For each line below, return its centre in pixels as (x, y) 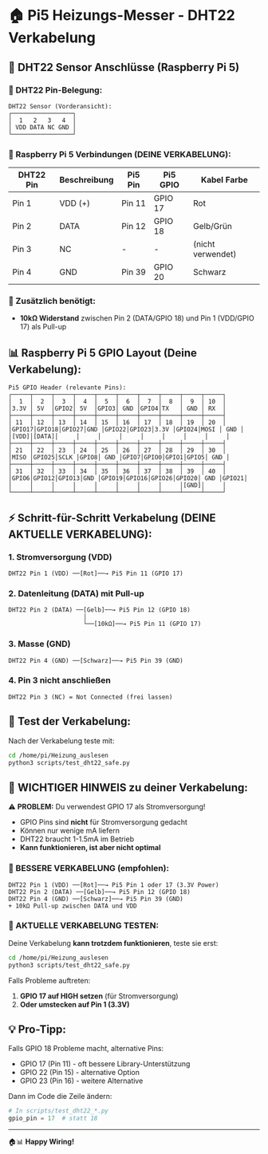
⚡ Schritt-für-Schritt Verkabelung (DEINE (112, 518)
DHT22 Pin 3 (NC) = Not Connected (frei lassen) (91, 697)
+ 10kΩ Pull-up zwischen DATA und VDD (73, 906)
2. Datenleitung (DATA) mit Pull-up (77, 593)
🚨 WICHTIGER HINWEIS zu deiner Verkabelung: (128, 788)
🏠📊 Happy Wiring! (41, 1142)
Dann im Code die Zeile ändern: (60, 1097)
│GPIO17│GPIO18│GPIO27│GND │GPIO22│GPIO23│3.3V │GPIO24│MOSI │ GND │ (126, 430)
